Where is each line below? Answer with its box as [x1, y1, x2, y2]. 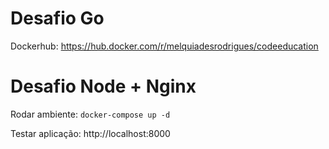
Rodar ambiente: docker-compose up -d [10, 108, 171, 120]
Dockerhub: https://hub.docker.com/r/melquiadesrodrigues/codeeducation [10, 40, 319, 52]
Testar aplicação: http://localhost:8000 [10, 127, 171, 139]
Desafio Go [10, 7, 105, 30]
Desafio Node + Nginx [10, 75, 197, 98]
